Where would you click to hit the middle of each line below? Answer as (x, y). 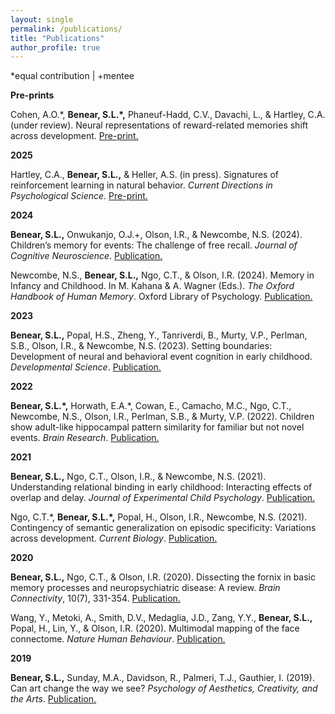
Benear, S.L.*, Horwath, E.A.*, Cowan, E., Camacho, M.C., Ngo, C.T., (151, 406)
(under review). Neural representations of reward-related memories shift (159, 125)
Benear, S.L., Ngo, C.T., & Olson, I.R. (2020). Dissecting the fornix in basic (163, 577)
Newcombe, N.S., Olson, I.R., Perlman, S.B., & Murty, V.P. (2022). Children (162, 417)
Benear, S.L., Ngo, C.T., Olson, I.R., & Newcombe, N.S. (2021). (138, 477)
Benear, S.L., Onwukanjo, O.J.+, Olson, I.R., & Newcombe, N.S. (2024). (156, 235)
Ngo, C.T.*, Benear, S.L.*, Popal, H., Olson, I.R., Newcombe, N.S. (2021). (159, 517)
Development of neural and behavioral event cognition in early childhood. (161, 357)
